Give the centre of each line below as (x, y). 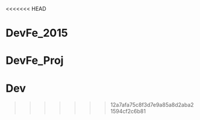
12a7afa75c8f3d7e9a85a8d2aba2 (152, 105)
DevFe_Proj (35, 61)
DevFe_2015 (37, 33)
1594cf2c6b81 (128, 112)
